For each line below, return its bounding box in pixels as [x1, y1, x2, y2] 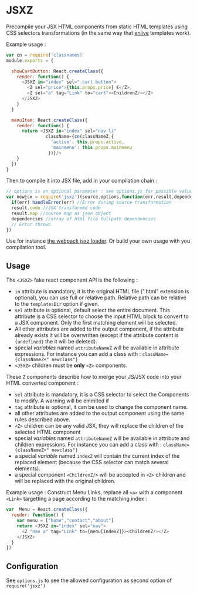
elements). [14, 465, 41, 472]
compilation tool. [6, 244, 47, 251]
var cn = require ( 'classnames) [6, 52, 83, 58]
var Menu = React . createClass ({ [6, 507, 88, 513]
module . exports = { [6, 57, 54, 64]
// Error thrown [11, 222, 51, 227]
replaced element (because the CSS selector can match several [14, 459, 169, 466]
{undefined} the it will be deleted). [14, 338, 98, 345]
